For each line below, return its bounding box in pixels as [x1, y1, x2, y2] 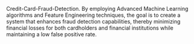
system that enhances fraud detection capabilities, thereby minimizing [6, 18, 181, 25]
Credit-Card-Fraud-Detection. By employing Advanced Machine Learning [6, 5, 189, 12]
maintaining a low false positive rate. [6, 31, 97, 38]
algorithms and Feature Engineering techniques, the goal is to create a [6, 11, 181, 19]
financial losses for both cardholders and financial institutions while [6, 24, 174, 31]
